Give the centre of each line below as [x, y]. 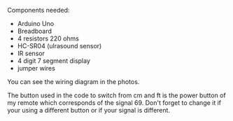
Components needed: [38, 10]
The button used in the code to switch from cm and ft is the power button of [116, 95]
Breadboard [35, 31]
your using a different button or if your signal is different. [89, 110]
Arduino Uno [36, 23]
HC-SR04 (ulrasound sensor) [59, 46]
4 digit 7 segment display [54, 61]
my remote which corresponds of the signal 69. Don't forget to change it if [114, 103]
